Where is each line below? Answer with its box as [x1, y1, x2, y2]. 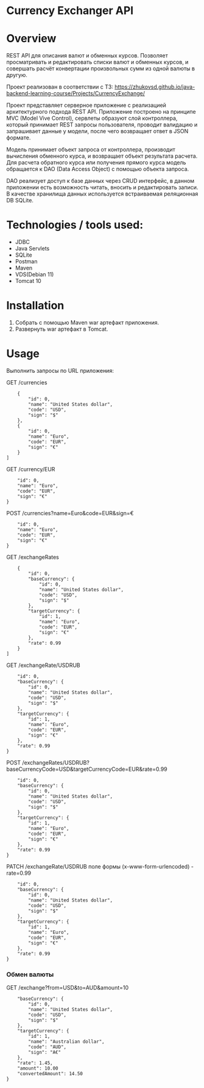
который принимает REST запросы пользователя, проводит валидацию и [6, 121, 198, 128]
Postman [15, 258, 38, 265]
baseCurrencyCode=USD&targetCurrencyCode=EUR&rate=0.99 [6, 765, 167, 773]
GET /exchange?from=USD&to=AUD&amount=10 [6, 984, 129, 991]
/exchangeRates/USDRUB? [22, 759, 90, 766]
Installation [6, 299, 65, 312]
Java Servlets [15, 245, 50, 252]
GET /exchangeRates [6, 553, 60, 561]
